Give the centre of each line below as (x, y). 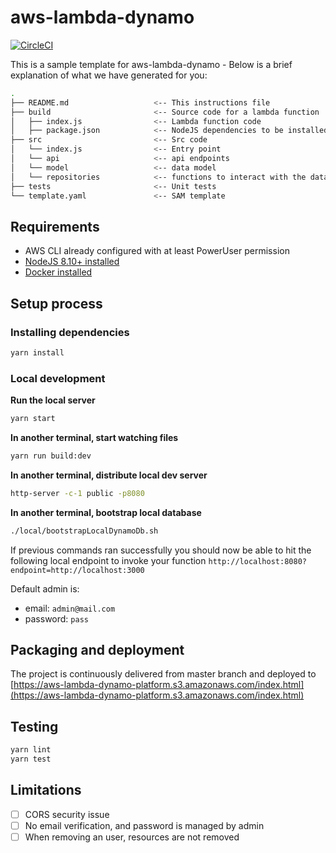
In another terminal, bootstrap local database (106, 512)
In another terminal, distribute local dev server (109, 475)
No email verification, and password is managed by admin (144, 825)
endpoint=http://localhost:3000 (77, 570)
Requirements (55, 226)
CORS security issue (67, 814)
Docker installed (58, 272)
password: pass (56, 618)
